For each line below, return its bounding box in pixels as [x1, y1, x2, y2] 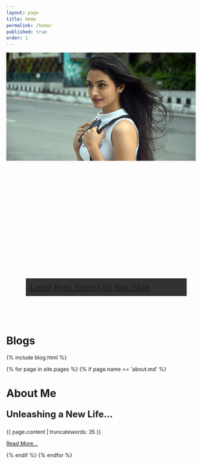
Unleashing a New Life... [6, 409, 113, 420]
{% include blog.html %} [6, 354, 67, 361]
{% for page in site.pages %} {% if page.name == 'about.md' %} [6, 365, 167, 373]
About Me [6, 386, 57, 400]
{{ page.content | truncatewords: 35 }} [6, 429, 102, 436]
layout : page [6, 10, 39, 16]
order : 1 [6, 35, 28, 41]
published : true [6, 29, 47, 35]
